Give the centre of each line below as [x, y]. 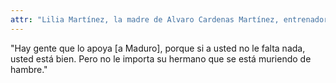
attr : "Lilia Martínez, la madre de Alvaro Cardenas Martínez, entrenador [169, 19]
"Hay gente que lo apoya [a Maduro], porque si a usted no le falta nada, [158, 48]
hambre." [29, 69]
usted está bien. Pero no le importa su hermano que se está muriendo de [161, 58]
